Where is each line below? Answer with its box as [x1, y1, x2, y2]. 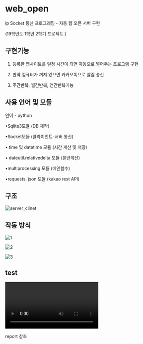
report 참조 [5, 334, 27, 339]
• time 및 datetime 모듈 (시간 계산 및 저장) [5, 144, 88, 150]
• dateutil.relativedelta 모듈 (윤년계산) [5, 155, 80, 161]
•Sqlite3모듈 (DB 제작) [5, 123, 50, 129]
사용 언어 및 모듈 [5, 98, 52, 107]
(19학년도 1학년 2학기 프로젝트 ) [5, 30, 67, 36]
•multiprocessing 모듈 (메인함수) [5, 165, 71, 171]
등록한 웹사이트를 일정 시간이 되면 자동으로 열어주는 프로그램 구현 [12, 61, 139, 67]
